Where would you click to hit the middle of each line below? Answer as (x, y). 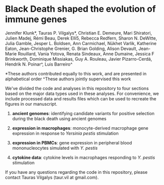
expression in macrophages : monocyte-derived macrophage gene (80, 128)
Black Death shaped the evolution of (81, 9)
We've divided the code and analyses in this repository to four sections (77, 88)
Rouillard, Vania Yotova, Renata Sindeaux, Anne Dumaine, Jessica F (86, 54)
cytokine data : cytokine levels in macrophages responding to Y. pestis (84, 157)
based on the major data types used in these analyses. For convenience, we (82, 93)
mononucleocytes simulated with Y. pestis (55, 148)
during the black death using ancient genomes (59, 118)
